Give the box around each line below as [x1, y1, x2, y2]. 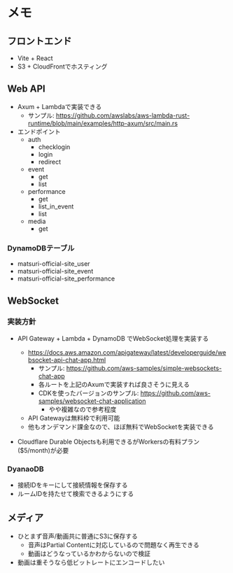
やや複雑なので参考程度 [48, 405, 117, 413]
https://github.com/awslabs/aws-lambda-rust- [55, 111, 190, 120]
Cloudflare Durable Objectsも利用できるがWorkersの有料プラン [17, 437, 200, 446]
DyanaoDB [7, 464, 44, 474]
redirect [38, 157, 62, 166]
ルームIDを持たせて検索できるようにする [17, 490, 134, 498]
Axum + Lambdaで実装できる [17, 102, 102, 111]
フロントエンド [7, 35, 72, 47]
